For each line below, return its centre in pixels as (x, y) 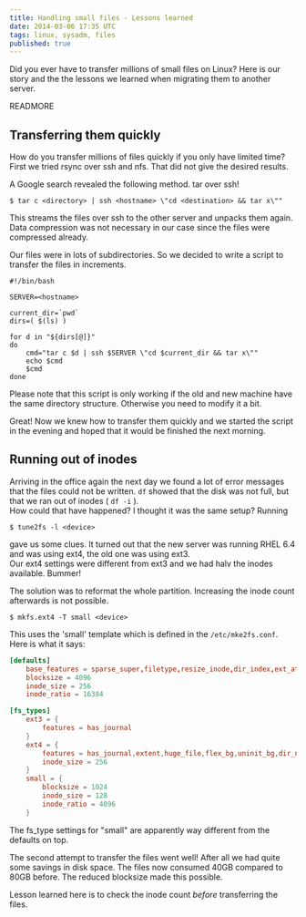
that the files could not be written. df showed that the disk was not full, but (149, 491)
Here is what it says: (47, 644)
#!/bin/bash (32, 282)
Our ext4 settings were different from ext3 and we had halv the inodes (141, 563)
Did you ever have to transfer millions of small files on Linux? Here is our (145, 69)
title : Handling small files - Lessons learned (102, 18)
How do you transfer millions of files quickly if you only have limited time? (147, 157)
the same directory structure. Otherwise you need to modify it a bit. (136, 404)
